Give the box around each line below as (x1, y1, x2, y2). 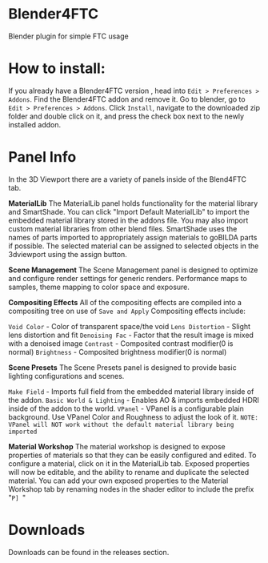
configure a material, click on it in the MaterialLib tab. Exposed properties (8, 458, 250, 468)
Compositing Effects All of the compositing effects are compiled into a (8, 297, 242, 307)
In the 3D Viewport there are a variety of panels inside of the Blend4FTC (8, 174, 246, 184)
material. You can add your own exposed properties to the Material (8, 476, 229, 485)
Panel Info (8, 148, 77, 167)
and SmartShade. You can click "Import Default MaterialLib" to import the (8, 207, 250, 216)
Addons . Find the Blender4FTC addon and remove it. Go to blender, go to (8, 94, 246, 104)
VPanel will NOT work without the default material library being (8, 420, 234, 428)
